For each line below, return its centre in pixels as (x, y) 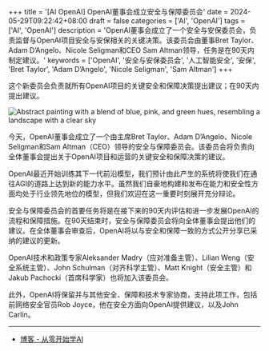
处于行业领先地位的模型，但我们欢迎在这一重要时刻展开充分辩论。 (131, 193)
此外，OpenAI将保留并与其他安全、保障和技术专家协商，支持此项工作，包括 (133, 295)
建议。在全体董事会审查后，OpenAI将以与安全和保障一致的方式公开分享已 (129, 231)
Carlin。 (22, 315)
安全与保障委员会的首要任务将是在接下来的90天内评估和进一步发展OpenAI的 (134, 211)
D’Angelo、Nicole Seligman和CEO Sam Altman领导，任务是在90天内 (142, 50)
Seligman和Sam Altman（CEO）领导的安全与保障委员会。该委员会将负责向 (131, 147)
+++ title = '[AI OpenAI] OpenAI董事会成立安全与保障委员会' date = (118, 12)
